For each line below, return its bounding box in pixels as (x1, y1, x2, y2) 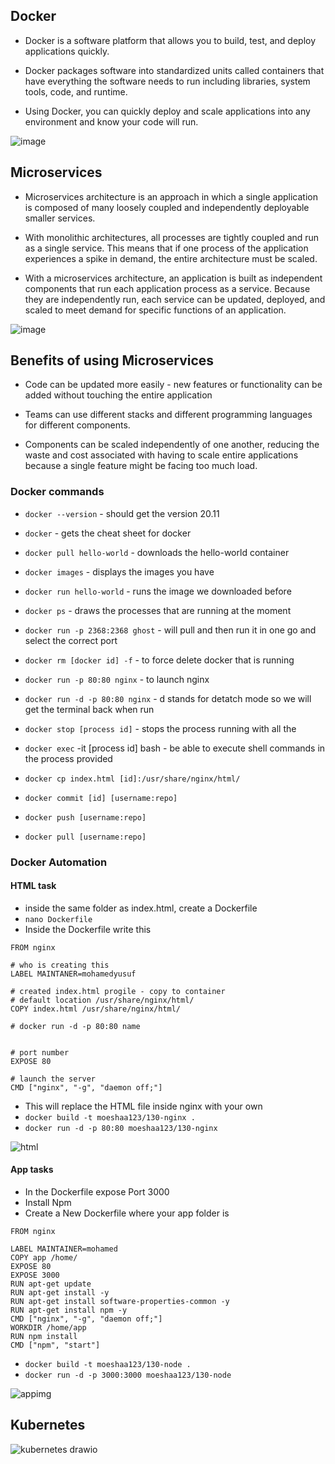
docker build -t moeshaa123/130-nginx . (24, 1112, 196, 1123)
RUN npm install (10, 1332, 78, 1342)
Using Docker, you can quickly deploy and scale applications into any (24, 105, 311, 117)
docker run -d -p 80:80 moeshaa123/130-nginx (24, 1123, 218, 1133)
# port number (10, 1047, 70, 1058)
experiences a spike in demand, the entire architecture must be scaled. (24, 252, 318, 264)
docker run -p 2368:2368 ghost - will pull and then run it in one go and (24, 624, 317, 636)
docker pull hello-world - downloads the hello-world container (24, 546, 290, 558)
